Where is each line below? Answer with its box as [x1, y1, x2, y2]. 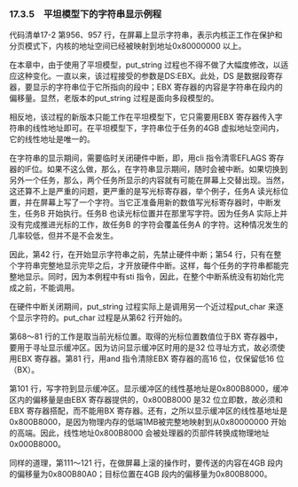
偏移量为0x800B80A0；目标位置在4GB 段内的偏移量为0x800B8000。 [16, 468, 272, 480]
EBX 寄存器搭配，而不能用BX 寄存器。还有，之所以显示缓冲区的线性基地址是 [9, 405, 288, 416]
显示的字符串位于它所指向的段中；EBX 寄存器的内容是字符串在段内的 [32, 82, 284, 92]
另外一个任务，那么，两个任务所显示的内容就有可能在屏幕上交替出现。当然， [9, 175, 289, 185]
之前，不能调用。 [16, 282, 80, 294]
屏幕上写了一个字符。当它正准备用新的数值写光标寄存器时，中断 [39, 197, 273, 208]
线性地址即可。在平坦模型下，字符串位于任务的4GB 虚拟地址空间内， [32, 122, 284, 134]
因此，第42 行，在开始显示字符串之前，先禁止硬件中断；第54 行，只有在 [9, 249, 274, 260]
